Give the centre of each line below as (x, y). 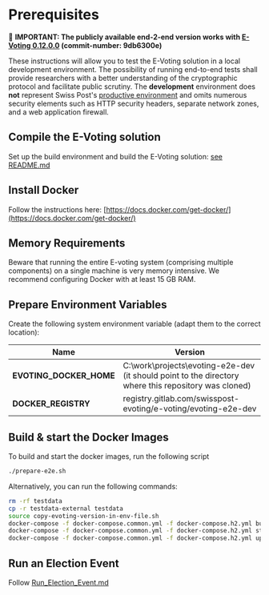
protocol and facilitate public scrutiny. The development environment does (132, 86)
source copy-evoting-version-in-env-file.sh (84, 516)
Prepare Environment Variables (88, 305)
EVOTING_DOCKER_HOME (64, 376)
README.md (29, 165)
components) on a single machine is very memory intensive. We (114, 271)
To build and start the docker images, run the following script (109, 456)
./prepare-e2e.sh (37, 471)
